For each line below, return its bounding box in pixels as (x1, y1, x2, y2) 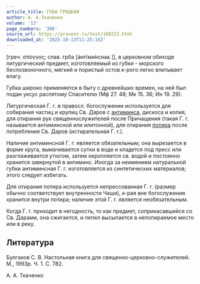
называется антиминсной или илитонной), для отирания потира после (6, 122, 188, 128)
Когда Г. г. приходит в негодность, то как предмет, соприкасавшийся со (6, 208, 193, 214)
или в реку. (6, 220, 35, 227)
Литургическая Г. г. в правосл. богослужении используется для (6, 102, 171, 109)
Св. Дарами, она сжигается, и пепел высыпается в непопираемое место (6, 214, 194, 221)
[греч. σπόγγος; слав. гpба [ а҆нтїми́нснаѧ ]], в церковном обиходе (6, 54, 175, 60)
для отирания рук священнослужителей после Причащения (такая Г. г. (6, 115, 189, 122)
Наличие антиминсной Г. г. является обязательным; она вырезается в (6, 140, 187, 146)
